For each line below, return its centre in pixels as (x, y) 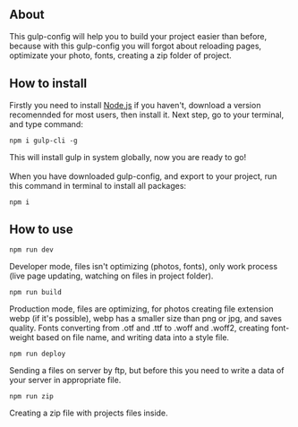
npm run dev (31, 250)
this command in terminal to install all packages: (98, 185)
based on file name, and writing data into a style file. (133, 337)
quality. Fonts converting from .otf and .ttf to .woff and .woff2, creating (140, 328)
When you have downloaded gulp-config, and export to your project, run (143, 176)
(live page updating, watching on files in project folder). (111, 276)
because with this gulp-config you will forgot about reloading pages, (136, 46)
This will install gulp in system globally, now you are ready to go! (128, 157)
